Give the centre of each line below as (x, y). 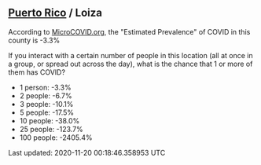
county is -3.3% (34, 40)
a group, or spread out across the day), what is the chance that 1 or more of (130, 64)
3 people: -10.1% (46, 104)
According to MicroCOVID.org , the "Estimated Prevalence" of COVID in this (129, 31)
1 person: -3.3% (46, 87)
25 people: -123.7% (51, 129)
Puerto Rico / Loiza (55, 13)
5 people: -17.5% (47, 112)
